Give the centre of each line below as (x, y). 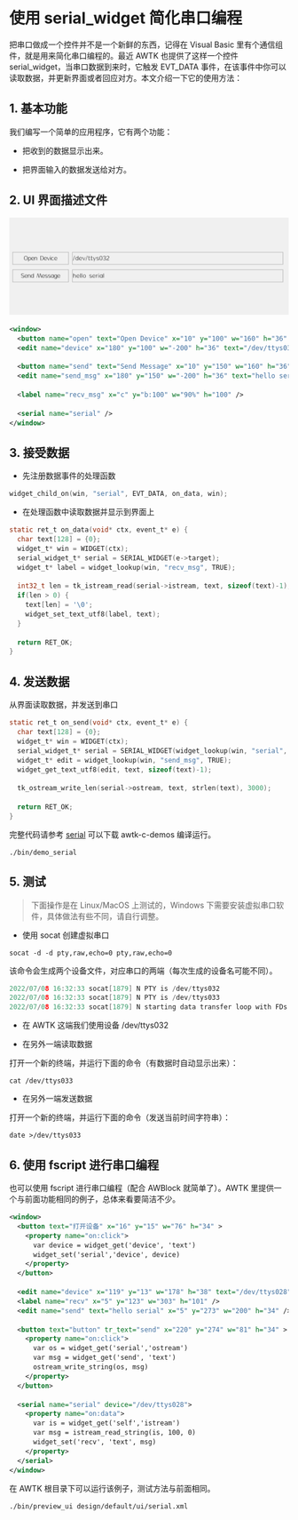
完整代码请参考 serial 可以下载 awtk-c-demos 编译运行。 (112, 834)
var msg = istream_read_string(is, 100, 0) (114, 1433)
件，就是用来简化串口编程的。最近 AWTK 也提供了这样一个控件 (124, 55)
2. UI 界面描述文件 (59, 200)
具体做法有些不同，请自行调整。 (105, 916)
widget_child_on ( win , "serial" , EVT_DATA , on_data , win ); (118, 494)
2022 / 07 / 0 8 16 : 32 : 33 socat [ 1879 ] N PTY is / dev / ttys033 (114, 998)
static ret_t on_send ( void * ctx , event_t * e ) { (99, 723)
